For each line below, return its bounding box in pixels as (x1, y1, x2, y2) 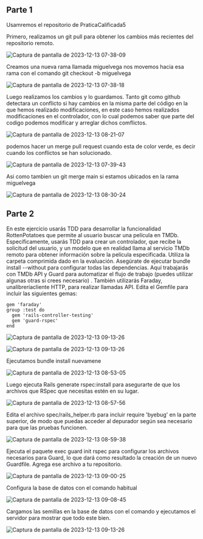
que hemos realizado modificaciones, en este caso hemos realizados (6, 106, 180, 113)
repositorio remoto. (6, 39, 55, 46)
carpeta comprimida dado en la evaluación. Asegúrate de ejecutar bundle (6, 257, 191, 265)
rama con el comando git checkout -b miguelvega (6, 70, 131, 77)
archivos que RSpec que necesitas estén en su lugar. (6, 387, 139, 394)
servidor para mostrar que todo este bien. (6, 514, 111, 521)
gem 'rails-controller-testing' (12, 312, 94, 318)
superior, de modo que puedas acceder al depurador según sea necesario (6, 417, 193, 424)
